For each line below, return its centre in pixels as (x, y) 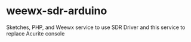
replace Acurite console (36, 33)
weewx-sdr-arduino (57, 11)
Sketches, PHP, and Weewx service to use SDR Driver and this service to (96, 27)
